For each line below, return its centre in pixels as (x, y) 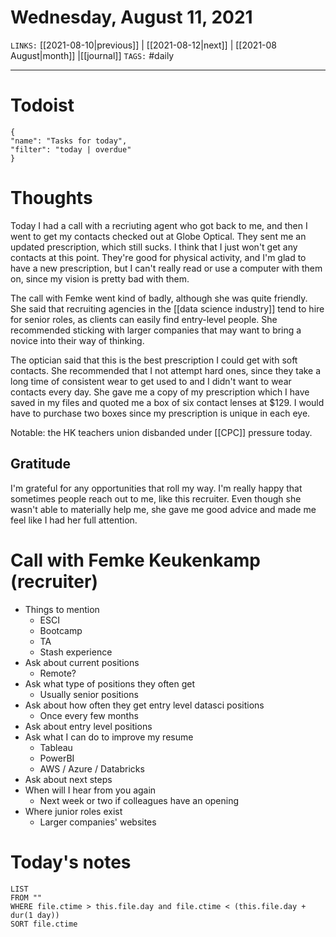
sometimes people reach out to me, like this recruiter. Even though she (156, 498)
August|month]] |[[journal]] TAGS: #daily (92, 55)
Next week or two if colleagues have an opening (139, 800)
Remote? (58, 673)
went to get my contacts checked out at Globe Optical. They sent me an (158, 236)
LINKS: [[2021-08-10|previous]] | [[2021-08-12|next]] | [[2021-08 (144, 45)
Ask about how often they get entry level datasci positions (144, 705)
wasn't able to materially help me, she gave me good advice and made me (163, 509)
